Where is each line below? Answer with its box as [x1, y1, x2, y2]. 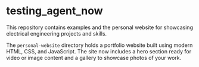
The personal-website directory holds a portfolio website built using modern [6, 42, 193, 49]
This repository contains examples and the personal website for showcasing [6, 24, 194, 31]
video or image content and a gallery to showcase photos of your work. [6, 54, 182, 61]
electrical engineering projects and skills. [6, 30, 107, 37]
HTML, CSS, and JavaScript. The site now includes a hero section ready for [6, 47, 192, 55]
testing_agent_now [6, 4, 103, 18]
